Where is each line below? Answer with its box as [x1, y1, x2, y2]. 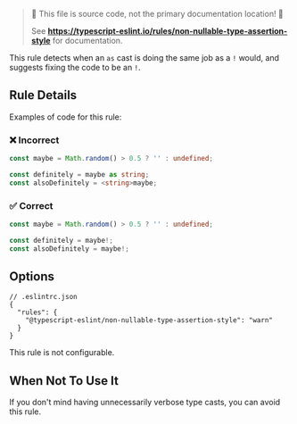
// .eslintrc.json [9, 293, 78, 302]
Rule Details [9, 87, 78, 103]
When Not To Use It [9, 373, 119, 388]
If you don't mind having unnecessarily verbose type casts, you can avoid [9, 397, 281, 408]
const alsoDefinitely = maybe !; [9, 244, 129, 254]
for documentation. [52, 36, 123, 46]
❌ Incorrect [9, 134, 60, 146]
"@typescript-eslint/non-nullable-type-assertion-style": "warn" [25, 316, 274, 325]
